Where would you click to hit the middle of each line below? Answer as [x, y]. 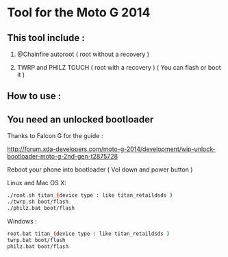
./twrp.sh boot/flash [38, 202]
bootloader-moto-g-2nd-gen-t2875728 [63, 157]
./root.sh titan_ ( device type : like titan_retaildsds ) [90, 195]
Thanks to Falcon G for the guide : [55, 136]
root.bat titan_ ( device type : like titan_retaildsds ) [88, 234]
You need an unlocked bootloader [80, 119]
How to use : [34, 96]
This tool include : [46, 38]
